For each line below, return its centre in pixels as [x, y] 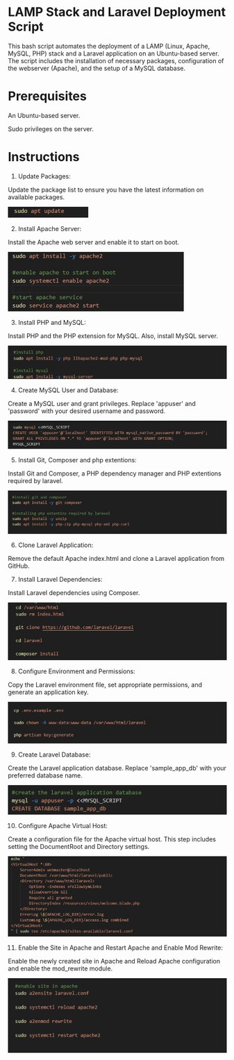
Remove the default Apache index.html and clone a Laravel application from [116, 558]
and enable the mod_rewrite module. [60, 968]
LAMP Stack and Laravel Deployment [117, 12]
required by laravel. [35, 481]
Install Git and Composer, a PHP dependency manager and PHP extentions [115, 473]
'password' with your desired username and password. [87, 411]
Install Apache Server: [50, 228]
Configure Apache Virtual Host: [63, 825]
